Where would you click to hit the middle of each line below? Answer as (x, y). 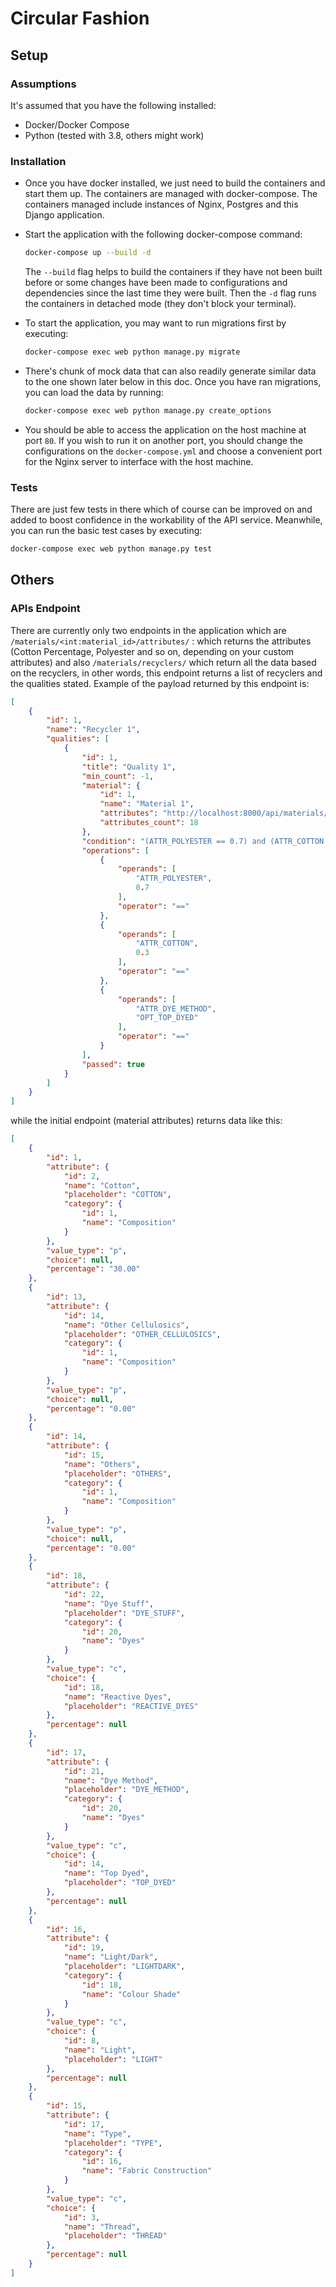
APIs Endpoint (45, 609)
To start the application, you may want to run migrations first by (155, 323)
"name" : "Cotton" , (102, 1185)
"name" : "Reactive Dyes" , (117, 1697)
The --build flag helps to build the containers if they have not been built (173, 272)
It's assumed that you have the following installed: (113, 105)
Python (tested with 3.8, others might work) (114, 135)
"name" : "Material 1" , (147, 804)
